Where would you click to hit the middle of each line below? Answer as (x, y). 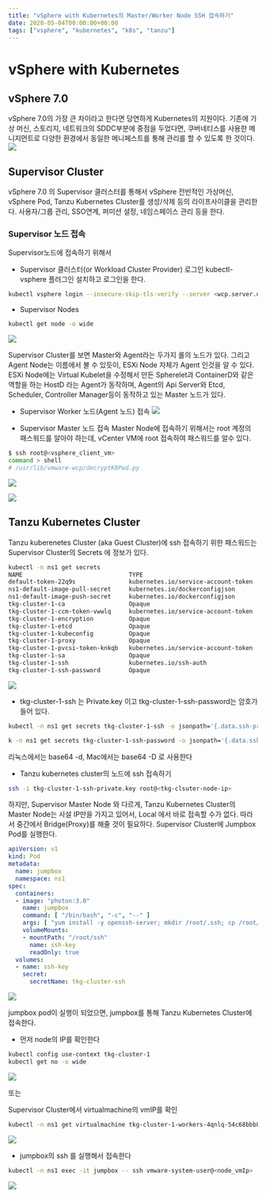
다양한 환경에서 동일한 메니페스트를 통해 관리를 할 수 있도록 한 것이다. (149, 139)
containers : (35, 893)
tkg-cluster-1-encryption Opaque (79, 618)
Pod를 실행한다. (33, 834)
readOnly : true (54, 952)
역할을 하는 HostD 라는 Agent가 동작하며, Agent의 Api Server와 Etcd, (117, 385)
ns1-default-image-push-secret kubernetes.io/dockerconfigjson (122, 597)
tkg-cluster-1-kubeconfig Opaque (79, 633)
